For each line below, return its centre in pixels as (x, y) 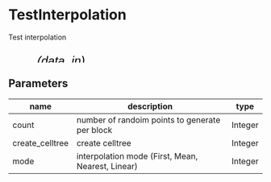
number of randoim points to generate (148, 120)
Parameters (38, 83)
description (150, 106)
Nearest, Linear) (107, 166)
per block (94, 130)
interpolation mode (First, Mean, (137, 156)
